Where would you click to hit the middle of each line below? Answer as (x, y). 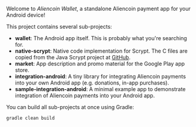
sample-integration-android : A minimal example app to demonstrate (100, 89)
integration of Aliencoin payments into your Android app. (85, 96)
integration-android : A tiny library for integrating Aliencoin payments (100, 76)
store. (22, 70)
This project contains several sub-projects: (59, 27)
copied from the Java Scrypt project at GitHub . (73, 57)
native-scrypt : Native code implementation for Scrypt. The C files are (101, 51)
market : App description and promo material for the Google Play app (100, 63)
